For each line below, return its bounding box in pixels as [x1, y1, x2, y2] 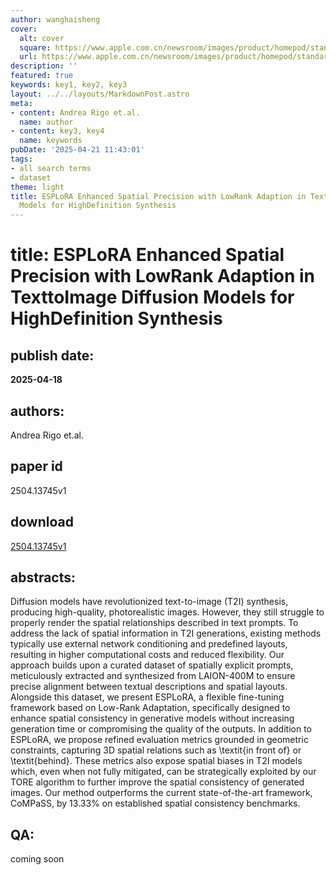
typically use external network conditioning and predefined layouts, [10, 638, 288, 650]
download [10, 514, 74, 531]
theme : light [10, 182, 65, 192]
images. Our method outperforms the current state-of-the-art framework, [10, 787, 313, 799]
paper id [10, 458, 63, 475]
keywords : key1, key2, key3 [10, 80, 128, 90]
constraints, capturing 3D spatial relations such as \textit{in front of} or [10, 744, 302, 756]
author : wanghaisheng [10, 14, 101, 25]
